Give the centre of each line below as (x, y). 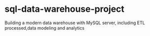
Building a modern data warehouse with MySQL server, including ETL (75, 23)
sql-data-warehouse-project (65, 9)
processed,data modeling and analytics (45, 28)
